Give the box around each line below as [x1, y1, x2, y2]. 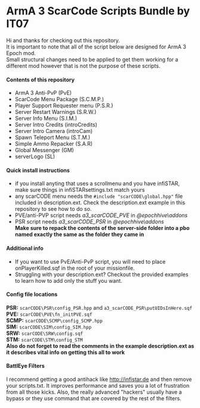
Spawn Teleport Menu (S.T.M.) [14, 134, 91, 141]
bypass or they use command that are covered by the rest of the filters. [6, 394, 181, 402]
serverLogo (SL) [14, 153, 56, 160]
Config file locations [6, 291, 58, 298]
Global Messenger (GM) [14, 147, 75, 154]
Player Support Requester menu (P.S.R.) [14, 102, 113, 109]
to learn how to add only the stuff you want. [14, 277, 122, 284]
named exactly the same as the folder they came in [14, 231, 144, 238]
